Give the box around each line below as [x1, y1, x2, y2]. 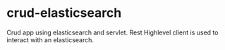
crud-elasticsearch [6, 5, 122, 21]
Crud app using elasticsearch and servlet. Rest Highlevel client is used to [6, 28, 219, 37]
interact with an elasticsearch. [6, 35, 95, 44]
